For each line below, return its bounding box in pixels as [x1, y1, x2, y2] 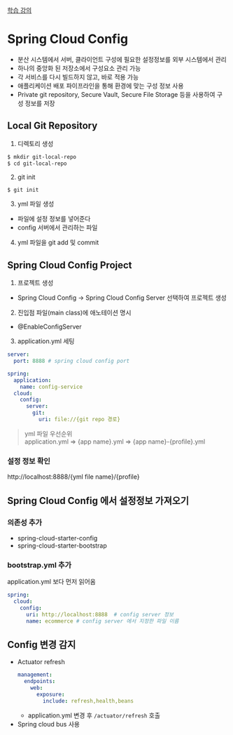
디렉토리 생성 [17, 139, 54, 147]
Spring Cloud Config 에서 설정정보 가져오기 [7, 494, 190, 507]
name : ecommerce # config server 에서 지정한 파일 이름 [25, 617, 179, 625]
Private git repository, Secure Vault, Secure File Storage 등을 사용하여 [17, 90, 216, 98]
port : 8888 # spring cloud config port [13, 357, 130, 365]
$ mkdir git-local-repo [7, 153, 77, 160]
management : [17, 671, 52, 679]
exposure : [36, 691, 65, 698]
